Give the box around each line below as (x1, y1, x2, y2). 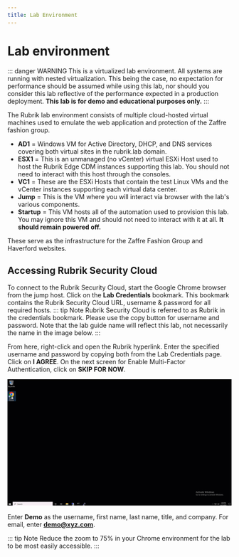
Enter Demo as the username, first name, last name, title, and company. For (7, 512, 229, 521)
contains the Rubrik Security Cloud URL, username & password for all (7, 299, 211, 307)
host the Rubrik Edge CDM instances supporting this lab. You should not (17, 162, 230, 171)
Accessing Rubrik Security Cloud (7, 264, 158, 277)
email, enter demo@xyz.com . (7, 520, 95, 529)
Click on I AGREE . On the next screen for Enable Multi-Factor (7, 358, 186, 366)
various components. (17, 200, 80, 208)
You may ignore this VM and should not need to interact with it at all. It (17, 215, 224, 223)
